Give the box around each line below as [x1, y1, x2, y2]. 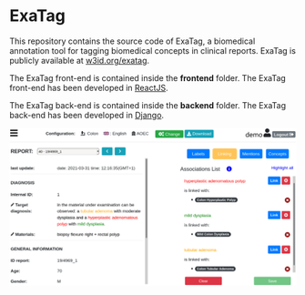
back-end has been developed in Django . [9, 109, 165, 120]
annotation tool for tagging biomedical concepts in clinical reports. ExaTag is [9, 45, 296, 56]
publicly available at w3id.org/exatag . [9, 55, 150, 66]
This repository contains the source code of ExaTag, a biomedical [9, 36, 256, 46]
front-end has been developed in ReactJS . [9, 82, 168, 93]
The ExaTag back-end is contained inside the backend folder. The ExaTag [9, 99, 287, 110]
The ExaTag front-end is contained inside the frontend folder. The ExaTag [9, 72, 287, 83]
